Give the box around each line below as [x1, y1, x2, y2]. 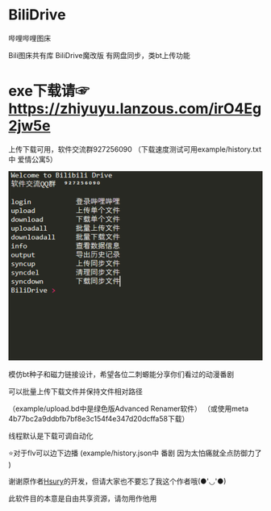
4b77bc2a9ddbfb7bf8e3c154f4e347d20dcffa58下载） [8, 414, 190, 424]
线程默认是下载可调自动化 [8, 431, 94, 441]
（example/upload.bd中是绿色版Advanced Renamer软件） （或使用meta [8, 404, 248, 413]
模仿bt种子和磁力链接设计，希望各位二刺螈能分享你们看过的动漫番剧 [8, 370, 235, 379]
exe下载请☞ [8, 82, 90, 100]
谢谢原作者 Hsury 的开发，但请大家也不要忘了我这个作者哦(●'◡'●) [8, 476, 227, 486]
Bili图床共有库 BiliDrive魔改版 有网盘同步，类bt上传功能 [8, 50, 191, 60]
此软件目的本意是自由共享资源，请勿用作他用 [8, 494, 157, 504]
